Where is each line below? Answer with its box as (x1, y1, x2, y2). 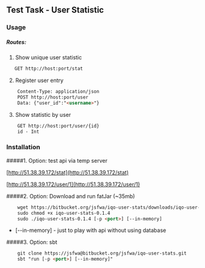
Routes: (6, 38, 27, 45)
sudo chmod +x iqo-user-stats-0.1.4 (17, 210, 111, 216)
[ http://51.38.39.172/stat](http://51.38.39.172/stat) (6, 168, 129, 176)
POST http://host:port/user (17, 94, 88, 100)
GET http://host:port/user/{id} (17, 122, 99, 129)
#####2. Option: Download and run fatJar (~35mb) (6, 192, 135, 199)
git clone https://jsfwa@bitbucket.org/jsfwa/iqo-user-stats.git (17, 250, 187, 256)
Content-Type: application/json (17, 89, 99, 95)
